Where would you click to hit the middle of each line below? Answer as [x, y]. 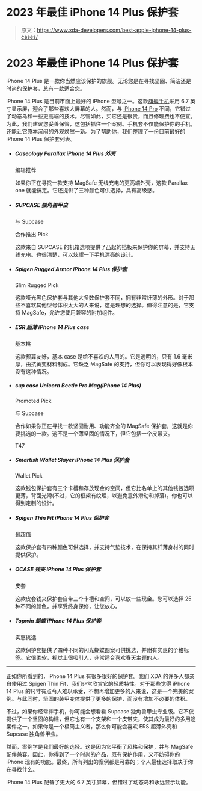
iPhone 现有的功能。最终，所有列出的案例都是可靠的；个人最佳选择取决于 [97, 762]
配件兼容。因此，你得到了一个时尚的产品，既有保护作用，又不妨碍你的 [93, 754]
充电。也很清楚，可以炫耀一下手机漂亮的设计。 [78, 254]
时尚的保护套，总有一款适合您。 [46, 88]
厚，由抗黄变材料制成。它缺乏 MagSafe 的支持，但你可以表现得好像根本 [104, 364]
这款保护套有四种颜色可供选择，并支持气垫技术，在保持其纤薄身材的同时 [104, 547]
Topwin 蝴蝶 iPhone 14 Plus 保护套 [58, 621]
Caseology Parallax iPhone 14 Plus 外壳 [65, 153]
